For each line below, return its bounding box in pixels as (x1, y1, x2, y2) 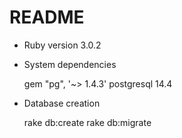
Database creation (23, 97, 101, 109)
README (9, 6, 85, 29)
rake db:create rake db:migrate (23, 116, 152, 128)
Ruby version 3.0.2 (23, 39, 102, 51)
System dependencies (23, 58, 117, 70)
